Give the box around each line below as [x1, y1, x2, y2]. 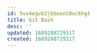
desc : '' [7, 23, 32, 30]
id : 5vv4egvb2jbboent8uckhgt [7, 10, 91, 17]
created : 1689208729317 [7, 36, 76, 43]
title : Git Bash [7, 17, 54, 23]
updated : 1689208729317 [7, 29, 76, 36]
